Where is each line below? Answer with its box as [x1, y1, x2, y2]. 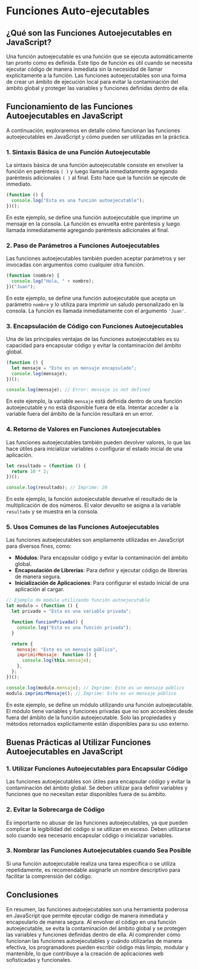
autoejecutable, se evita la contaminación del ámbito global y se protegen [6, 924, 187, 932]
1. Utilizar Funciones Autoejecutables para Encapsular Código [6, 764, 188, 773]
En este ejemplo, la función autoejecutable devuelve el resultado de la [6, 496, 178, 503]
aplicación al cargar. [14, 586, 65, 593]
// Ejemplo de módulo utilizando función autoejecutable [6, 597, 150, 603]
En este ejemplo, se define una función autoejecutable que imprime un [6, 214, 179, 221]
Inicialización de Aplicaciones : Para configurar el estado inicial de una [14, 579, 189, 587]
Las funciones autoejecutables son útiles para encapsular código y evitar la [6, 778, 191, 785]
